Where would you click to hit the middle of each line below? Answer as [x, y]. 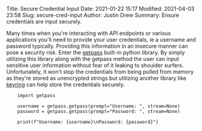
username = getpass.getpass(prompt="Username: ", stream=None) [99, 106]
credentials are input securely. [44, 21]
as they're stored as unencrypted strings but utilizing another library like [96, 78]
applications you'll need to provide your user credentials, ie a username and [101, 40]
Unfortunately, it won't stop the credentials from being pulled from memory [100, 72]
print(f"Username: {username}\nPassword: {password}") [88, 122]
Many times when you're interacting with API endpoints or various [89, 33]
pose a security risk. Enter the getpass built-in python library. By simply [96, 53]
